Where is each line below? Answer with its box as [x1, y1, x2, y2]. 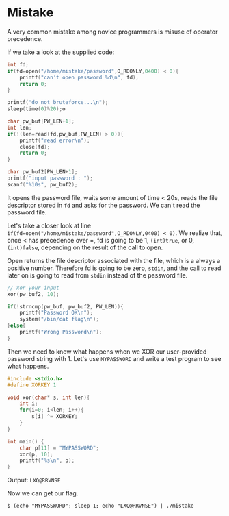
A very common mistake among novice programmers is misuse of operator [7, 27, 218, 36]
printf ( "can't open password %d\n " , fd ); [19, 74, 139, 81]
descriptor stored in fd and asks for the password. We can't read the [7, 201, 200, 209]
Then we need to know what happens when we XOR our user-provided [7, 347, 207, 356]
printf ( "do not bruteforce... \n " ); [7, 99, 109, 106]
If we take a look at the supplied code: [7, 48, 115, 56]
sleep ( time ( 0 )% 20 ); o [7, 106, 66, 112]
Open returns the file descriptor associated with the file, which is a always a [7, 256, 221, 265]
